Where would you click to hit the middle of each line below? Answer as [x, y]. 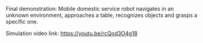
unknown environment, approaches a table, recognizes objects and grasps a [102, 15]
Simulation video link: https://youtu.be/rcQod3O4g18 [72, 33]
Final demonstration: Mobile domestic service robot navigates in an [90, 9]
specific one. [22, 21]
